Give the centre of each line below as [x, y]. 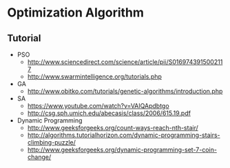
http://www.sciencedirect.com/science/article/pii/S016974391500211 [125, 62]
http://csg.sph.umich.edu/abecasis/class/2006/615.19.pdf [109, 113]
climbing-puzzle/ [51, 142]
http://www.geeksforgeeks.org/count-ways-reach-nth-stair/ [113, 128]
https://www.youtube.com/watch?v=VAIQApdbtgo [98, 106]
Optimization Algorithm [76, 13]
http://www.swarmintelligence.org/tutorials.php [94, 76]
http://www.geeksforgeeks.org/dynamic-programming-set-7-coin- [122, 150]
